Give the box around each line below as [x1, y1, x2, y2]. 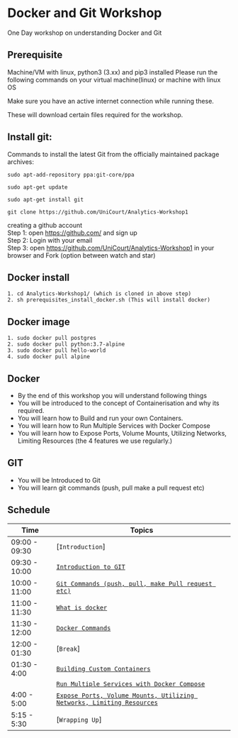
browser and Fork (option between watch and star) [7, 250, 156, 260]
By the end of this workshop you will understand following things [17, 392, 208, 400]
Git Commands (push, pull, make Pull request [56, 580, 212, 588]
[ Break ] [56, 644, 80, 654]
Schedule [7, 504, 51, 516]
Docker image [7, 316, 70, 328]
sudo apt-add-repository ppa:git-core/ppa [7, 171, 135, 178]
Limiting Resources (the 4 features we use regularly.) [17, 436, 173, 445]
